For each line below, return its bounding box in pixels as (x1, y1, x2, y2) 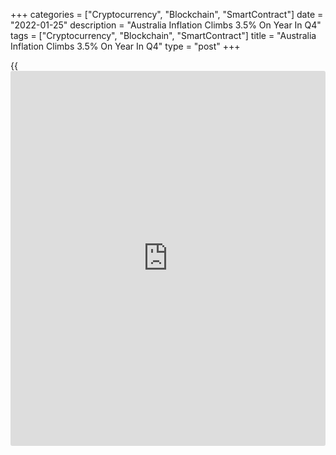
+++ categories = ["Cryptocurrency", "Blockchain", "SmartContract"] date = (10, 9, 324, 20)
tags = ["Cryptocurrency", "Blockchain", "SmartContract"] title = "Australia (10, 30, 317, 41)
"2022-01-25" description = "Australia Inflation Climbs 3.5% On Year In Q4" (10, 19, 322, 31)
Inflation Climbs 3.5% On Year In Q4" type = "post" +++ (10, 40, 241, 52)
